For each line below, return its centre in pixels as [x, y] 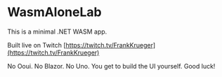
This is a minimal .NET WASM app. [57, 31]
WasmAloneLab [54, 12]
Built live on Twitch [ [37, 45]
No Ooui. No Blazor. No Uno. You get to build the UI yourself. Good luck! [111, 66]
